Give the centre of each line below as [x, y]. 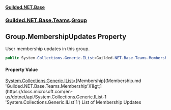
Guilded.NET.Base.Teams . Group [46, 20]
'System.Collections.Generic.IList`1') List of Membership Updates [73, 102]
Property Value [22, 69]
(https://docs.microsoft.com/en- [39, 92]
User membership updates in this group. [48, 49]
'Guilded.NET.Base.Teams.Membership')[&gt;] [53, 86]
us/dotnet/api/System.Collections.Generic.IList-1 [56, 97]
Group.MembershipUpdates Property [66, 36]
